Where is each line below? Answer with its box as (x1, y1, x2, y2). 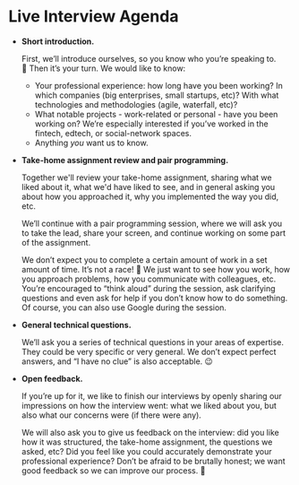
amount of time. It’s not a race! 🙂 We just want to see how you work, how (21, 264, 291, 274)
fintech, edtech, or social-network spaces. (34, 127, 192, 138)
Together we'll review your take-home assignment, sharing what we (21, 172, 272, 183)
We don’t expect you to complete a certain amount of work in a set (21, 254, 268, 265)
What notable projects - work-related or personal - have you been (34, 108, 278, 119)
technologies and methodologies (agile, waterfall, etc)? (34, 99, 238, 109)
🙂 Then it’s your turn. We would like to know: (21, 63, 186, 74)
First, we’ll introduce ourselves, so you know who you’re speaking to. (21, 53, 277, 64)
